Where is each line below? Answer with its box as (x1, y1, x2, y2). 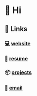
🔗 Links (4, 25, 28, 33)
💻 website (4, 40, 31, 47)
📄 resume (4, 55, 28, 62)
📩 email (4, 84, 23, 91)
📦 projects (4, 69, 32, 76)
